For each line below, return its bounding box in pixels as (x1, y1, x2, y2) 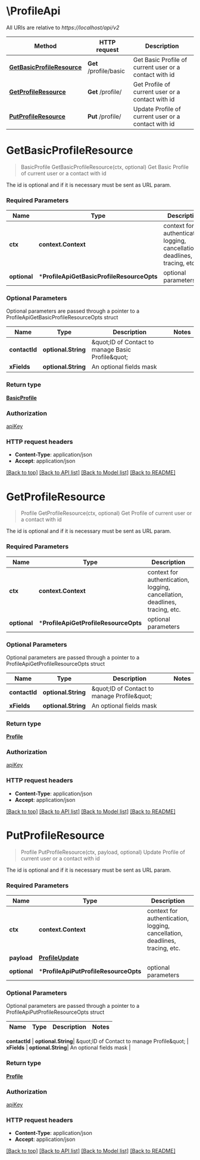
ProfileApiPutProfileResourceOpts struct (6, 1008, 105, 1016)
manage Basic (91, 345, 132, 354)
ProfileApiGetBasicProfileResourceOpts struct (6, 314, 118, 321)
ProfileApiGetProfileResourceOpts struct (6, 660, 105, 667)
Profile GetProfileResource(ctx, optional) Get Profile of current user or (20, 510, 192, 517)
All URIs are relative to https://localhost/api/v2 (6, 24, 120, 31)
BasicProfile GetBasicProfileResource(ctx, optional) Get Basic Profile (20, 163, 189, 171)
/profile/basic (87, 67, 125, 75)
